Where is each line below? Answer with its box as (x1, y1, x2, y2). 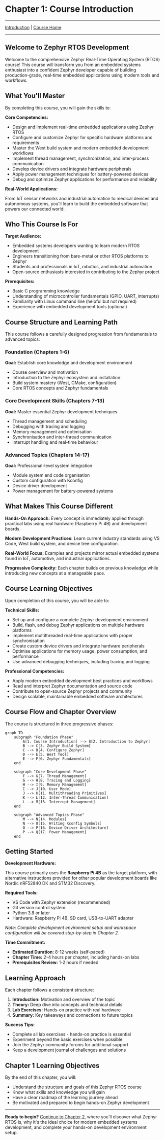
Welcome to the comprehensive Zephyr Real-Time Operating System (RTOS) (5, 56, 160, 62)
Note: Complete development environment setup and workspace (5, 925, 137, 930)
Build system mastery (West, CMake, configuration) (12, 380, 117, 386)
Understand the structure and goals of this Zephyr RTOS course (12, 1084, 142, 1090)
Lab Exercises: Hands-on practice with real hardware (12, 1007, 121, 1013)
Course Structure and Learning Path (5, 318, 118, 326)
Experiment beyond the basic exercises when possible (12, 1036, 123, 1042)
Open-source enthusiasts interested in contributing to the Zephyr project (12, 269, 160, 275)
